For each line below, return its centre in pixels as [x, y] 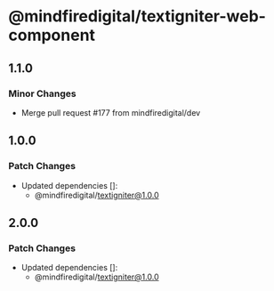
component [52, 35]
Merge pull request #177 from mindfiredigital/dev [111, 112]
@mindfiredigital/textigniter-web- [137, 16]
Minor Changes [42, 93]
